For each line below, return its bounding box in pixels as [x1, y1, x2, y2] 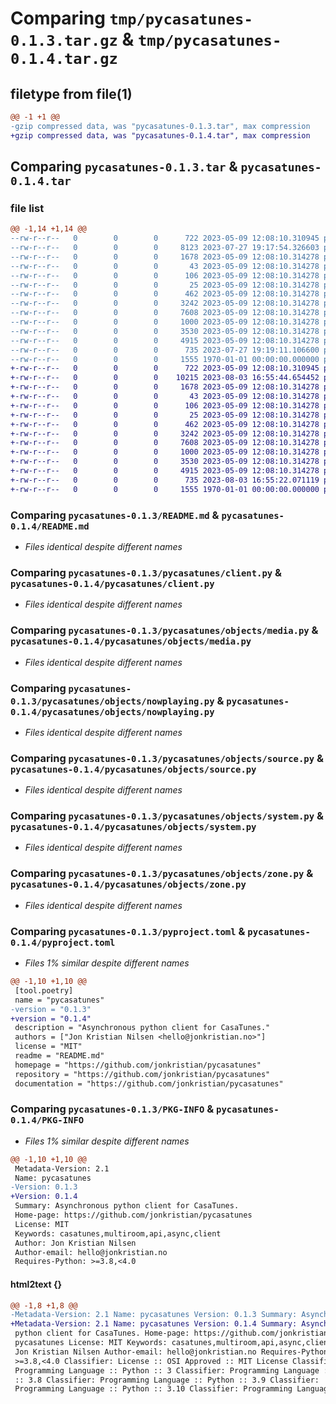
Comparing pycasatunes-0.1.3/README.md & [10, 508, 220, 522]
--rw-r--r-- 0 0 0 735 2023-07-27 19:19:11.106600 [10, 345, 320, 355]
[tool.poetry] [14, 985, 74, 996]
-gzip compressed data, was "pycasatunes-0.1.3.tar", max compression [10, 121, 311, 131]
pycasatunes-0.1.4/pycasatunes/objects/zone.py [10, 879, 247, 891]
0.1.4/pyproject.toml [10, 937, 116, 948]
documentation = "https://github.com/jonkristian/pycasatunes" [14, 1078, 284, 1089]
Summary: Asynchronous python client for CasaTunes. [14, 1201, 240, 1211]
